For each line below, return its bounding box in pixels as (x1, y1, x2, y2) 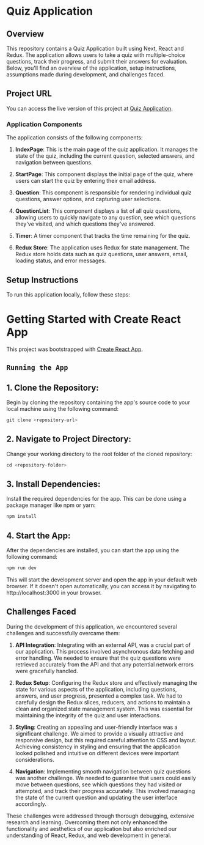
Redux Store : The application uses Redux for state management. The (15, 244, 190, 251)
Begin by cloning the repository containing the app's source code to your (6, 399, 191, 406)
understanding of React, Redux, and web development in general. (6, 832, 172, 839)
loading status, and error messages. (15, 257, 106, 264)
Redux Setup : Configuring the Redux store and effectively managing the (15, 679, 197, 686)
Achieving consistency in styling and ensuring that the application (15, 743, 181, 750)
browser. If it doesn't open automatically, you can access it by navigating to (6, 583, 197, 589)
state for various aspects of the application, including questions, (15, 685, 177, 693)
